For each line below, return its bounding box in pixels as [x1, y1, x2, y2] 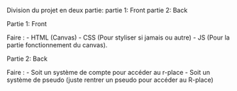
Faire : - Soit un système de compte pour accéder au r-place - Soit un [6, 68, 211, 76]
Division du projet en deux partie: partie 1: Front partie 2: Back [6, 6, 188, 14]
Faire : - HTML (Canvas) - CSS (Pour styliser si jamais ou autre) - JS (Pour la [6, 33, 230, 42]
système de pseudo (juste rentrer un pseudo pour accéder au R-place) [6, 75, 214, 84]
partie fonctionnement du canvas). [6, 41, 108, 49]
